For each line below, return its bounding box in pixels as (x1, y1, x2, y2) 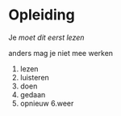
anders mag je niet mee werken (8, 48, 114, 58)
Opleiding (8, 6, 75, 24)
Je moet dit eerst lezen (8, 32, 85, 42)
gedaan (19, 89, 46, 99)
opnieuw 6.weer (19, 98, 74, 108)
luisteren (19, 72, 50, 82)
